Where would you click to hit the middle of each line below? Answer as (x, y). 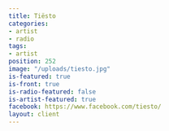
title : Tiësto (32, 16)
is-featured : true (39, 76)
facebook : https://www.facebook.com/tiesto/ (85, 107)
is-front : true (34, 84)
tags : (17, 46)
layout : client (34, 115)
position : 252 (32, 62)
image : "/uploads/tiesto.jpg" (60, 69)
